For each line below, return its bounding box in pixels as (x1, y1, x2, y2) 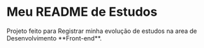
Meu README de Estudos (6, 4, 158, 20)
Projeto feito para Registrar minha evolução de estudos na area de (6, 27, 197, 35)
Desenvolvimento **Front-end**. (6, 34, 102, 42)
